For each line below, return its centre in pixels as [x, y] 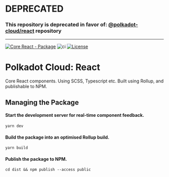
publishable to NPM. [26, 86]
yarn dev [14, 126]
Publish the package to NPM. [36, 159]
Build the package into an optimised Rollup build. [57, 137]
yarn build [17, 148]
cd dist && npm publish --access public [48, 170]
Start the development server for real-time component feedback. [75, 115]
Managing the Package [42, 102]
